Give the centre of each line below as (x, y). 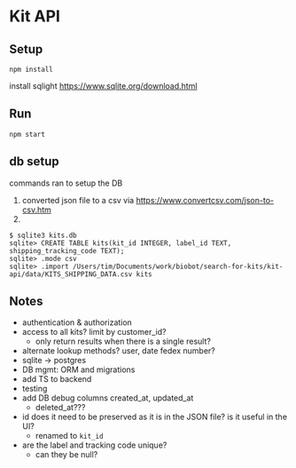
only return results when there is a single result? (123, 341)
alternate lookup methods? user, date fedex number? (118, 351)
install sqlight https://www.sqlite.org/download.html (103, 86)
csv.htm (36, 210)
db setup (34, 162)
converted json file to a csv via (78, 200)
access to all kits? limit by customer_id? (94, 332)
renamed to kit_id (69, 436)
